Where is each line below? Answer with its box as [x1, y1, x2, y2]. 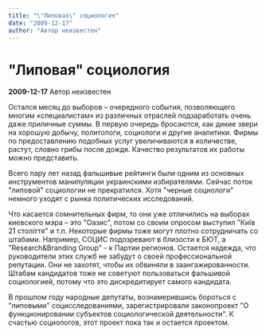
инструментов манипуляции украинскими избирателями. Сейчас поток [8, 177, 253, 187]
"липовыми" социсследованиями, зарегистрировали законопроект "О [8, 301, 249, 310]
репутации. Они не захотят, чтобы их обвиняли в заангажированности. [8, 260, 251, 270]
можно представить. [8, 153, 80, 163]
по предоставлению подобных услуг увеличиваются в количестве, [8, 136, 237, 146]
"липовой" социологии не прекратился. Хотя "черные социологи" [8, 185, 234, 195]
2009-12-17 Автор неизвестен [8, 87, 111, 96]
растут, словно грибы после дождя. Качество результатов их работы [8, 145, 245, 154]
